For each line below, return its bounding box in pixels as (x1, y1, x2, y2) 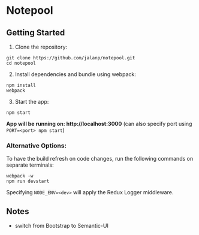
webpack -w (6, 173, 34, 179)
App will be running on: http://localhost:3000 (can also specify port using (6, 120, 192, 127)
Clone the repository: (14, 43, 68, 50)
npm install (6, 82, 36, 88)
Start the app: (14, 98, 49, 105)
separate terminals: (6, 161, 54, 168)
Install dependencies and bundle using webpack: (14, 71, 136, 78)
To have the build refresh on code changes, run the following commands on (6, 155, 194, 162)
